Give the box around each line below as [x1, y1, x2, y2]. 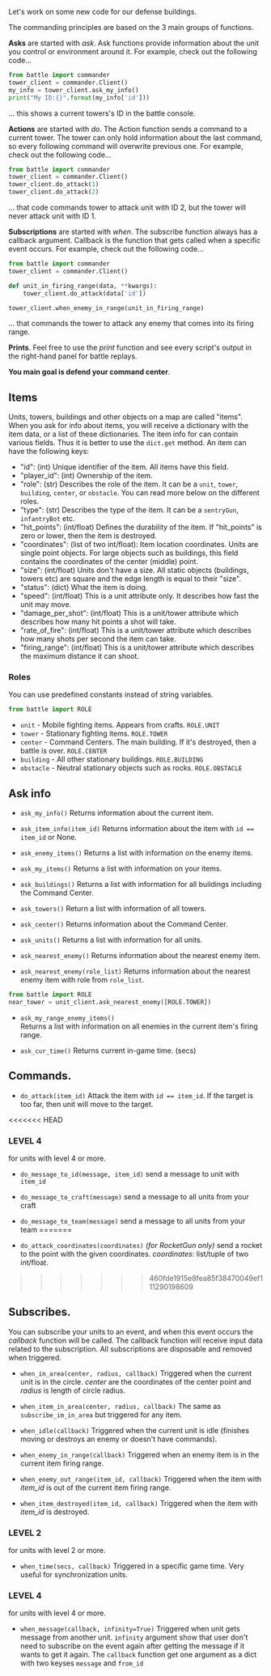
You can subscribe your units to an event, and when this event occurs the [8, 1326, 253, 1336]
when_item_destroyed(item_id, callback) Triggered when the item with [19, 1498, 258, 1508]
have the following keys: [8, 447, 89, 456]
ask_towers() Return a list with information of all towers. [19, 904, 207, 914]
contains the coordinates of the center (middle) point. [19, 557, 199, 566]
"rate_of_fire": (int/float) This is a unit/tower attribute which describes [19, 626, 252, 635]
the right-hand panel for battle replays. [8, 351, 138, 361]
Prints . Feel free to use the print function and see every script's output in [8, 343, 252, 353]
